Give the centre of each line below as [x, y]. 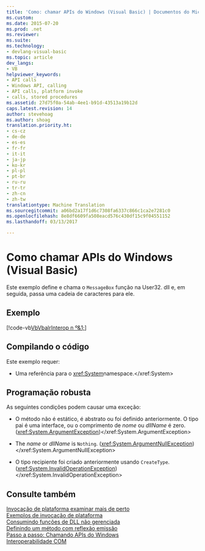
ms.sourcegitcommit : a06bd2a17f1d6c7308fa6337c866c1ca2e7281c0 [88, 211]
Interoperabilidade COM [37, 541]
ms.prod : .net [24, 29]
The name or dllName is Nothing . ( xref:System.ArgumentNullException [104, 444]
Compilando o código [48, 347]
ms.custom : [20, 18]
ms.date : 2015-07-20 [33, 23]
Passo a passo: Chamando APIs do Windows [63, 535]
